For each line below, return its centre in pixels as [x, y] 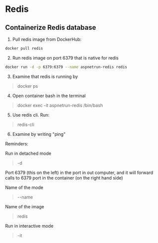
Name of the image [25, 206]
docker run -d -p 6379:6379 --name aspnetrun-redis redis [66, 67]
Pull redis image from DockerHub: [47, 39]
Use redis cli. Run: [31, 115]
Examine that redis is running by [45, 76]
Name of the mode [24, 187]
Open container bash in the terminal [49, 96]
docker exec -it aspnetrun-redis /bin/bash [60, 105]
